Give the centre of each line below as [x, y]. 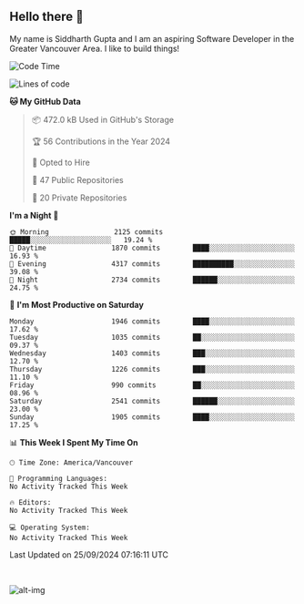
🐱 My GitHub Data [46, 101]
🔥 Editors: [30, 502]
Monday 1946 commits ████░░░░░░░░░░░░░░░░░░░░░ [152, 321]
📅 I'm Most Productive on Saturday [76, 304]
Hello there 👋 [47, 17]
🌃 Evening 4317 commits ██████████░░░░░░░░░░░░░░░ [152, 264]
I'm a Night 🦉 [34, 215]
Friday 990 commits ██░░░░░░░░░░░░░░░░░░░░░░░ [152, 385]
